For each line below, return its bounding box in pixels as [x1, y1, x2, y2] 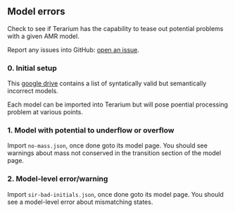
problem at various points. [7, 108, 83, 116]
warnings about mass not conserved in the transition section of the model [7, 149, 222, 157]
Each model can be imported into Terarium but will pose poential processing [7, 100, 229, 109]
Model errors [7, 6, 65, 18]
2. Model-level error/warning [7, 174, 108, 184]
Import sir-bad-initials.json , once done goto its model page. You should [7, 190, 224, 198]
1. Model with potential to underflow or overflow [7, 126, 174, 135]
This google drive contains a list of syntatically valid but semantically [7, 79, 207, 87]
